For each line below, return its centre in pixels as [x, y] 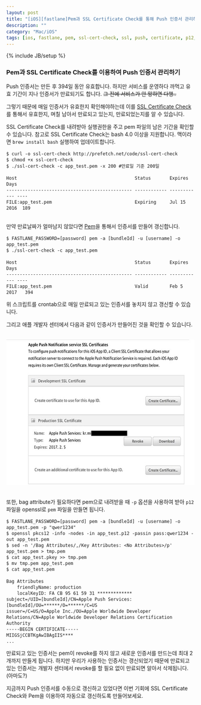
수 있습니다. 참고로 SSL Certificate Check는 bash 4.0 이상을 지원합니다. [91, 134]
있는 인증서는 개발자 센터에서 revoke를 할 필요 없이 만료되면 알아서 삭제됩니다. [98, 668]
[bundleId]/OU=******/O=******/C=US [52, 606]
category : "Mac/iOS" [32, 32]
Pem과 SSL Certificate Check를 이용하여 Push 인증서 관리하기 [93, 72]
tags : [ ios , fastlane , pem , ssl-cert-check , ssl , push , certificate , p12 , [101, 38]
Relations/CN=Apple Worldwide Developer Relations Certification [89, 618]
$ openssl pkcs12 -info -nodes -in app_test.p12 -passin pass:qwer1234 [97, 534]
